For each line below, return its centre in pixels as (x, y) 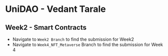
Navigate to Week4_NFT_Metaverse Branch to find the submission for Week (88, 45)
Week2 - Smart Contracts (46, 28)
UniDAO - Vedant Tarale (56, 9)
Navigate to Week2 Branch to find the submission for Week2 (73, 39)
